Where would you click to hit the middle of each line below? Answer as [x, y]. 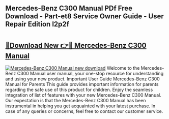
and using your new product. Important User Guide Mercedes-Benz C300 [83, 79]
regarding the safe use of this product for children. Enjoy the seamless [79, 90]
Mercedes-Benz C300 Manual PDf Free [69, 8]
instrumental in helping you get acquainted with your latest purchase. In [80, 106]
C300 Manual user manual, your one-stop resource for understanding [90, 73]
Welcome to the [123, 68]
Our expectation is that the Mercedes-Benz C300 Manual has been [76, 100]
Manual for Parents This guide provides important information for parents [82, 84]
